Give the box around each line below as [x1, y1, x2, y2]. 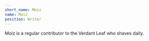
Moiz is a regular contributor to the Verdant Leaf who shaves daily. [5, 30, 144, 36]
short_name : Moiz [5, 7, 42, 12]
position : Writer [5, 16, 42, 21]
